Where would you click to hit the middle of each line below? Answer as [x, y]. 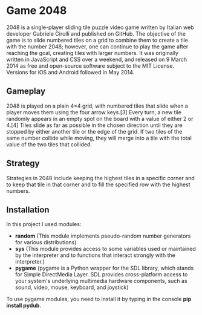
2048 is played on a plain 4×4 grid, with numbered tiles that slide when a [97, 106]
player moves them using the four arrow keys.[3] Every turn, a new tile [94, 112]
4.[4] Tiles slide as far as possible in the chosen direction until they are [94, 125]
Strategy [23, 164]
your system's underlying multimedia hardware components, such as [101, 281]
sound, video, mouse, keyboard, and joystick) [72, 287]
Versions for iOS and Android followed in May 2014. [70, 72]
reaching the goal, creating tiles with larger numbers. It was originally [92, 53]
